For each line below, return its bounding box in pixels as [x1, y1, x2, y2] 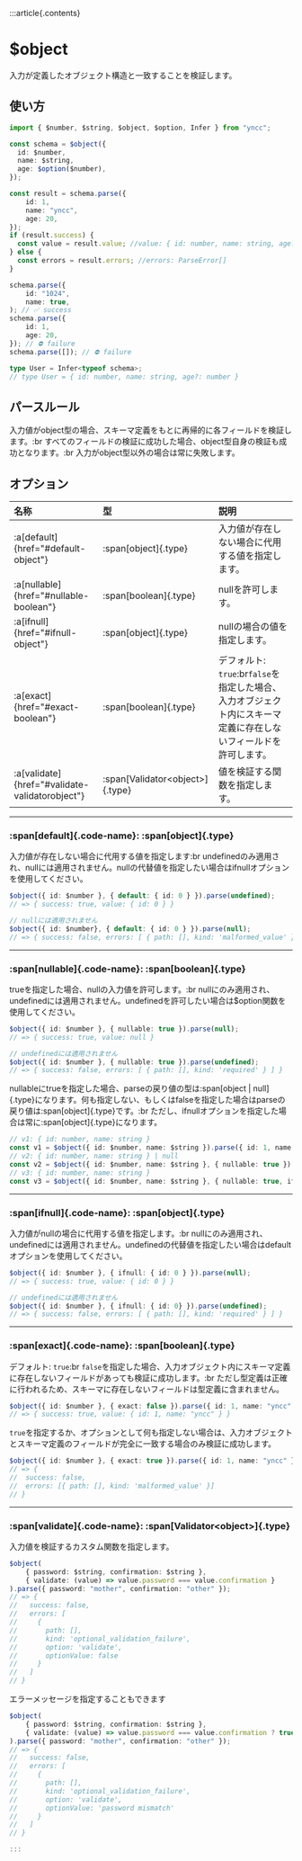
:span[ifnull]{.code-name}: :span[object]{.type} [9, 1206, 226, 1219]
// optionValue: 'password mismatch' [9, 1803, 175, 1812]
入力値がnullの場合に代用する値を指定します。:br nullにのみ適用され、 [9, 1228, 268, 1239]
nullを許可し [218, 584, 270, 595]
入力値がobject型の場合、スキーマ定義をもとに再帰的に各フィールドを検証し [9, 425, 292, 435]
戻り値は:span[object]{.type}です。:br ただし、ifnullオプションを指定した [9, 1105, 280, 1116]
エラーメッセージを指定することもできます [9, 1694, 166, 1704]
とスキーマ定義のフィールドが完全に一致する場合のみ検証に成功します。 [9, 1438, 277, 1449]
